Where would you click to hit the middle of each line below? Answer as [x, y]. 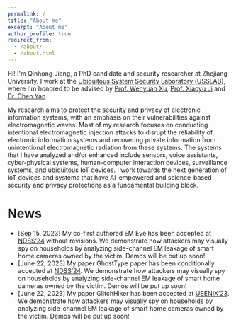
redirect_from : [30, 40]
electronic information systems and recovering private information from [112, 139]
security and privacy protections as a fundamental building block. [103, 185]
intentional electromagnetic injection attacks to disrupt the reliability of [110, 132]
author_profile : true [39, 34]
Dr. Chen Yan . [28, 96]
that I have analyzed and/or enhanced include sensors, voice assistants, [113, 155]
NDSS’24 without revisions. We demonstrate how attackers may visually [123, 241]
